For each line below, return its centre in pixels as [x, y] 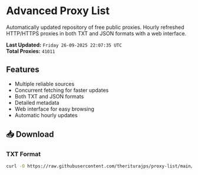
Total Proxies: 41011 [31, 51]
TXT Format [24, 154]
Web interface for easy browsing [54, 109]
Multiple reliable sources [44, 84]
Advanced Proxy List [58, 11]
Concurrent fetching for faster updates [62, 90]
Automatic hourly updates [46, 115]
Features [23, 70]
